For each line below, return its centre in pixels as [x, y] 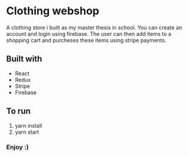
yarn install [28, 125]
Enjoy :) [17, 147]
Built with [24, 59]
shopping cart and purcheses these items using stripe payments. [86, 40]
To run [19, 111]
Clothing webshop [53, 11]
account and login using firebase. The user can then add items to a [89, 33]
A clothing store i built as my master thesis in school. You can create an [94, 27]
